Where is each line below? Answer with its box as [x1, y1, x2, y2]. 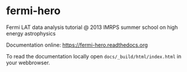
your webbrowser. [6, 59, 50, 66]
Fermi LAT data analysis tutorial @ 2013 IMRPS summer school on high [6, 24, 178, 31]
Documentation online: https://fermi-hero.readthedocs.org [6, 41, 148, 48]
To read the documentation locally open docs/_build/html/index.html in [6, 53, 182, 60]
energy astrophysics [6, 30, 56, 37]
